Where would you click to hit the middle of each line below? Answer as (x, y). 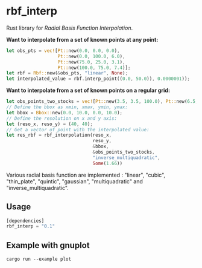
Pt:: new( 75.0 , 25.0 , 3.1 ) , (91, 62)
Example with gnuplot (48, 245)
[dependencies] (25, 221)
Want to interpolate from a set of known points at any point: (82, 39)
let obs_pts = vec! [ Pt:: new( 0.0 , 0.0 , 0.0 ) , (63, 51)
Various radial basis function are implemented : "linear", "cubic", (86, 175)
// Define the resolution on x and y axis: (62, 118)
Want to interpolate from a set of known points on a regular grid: (88, 90)
